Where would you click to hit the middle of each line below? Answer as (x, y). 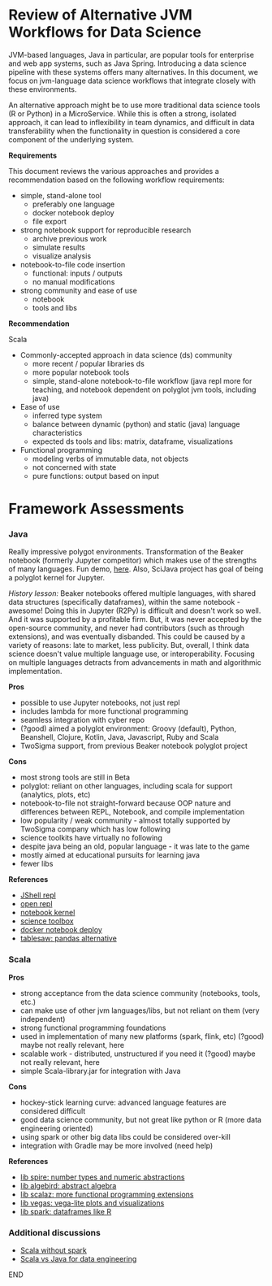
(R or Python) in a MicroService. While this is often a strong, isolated (123, 113)
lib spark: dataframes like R (66, 1211)
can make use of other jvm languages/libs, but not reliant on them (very (140, 1010)
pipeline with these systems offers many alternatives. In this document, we (133, 72)
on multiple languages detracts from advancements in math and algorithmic (135, 663)
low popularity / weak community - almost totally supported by (125, 821)
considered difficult (53, 1110)
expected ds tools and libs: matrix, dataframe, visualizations (133, 441)
